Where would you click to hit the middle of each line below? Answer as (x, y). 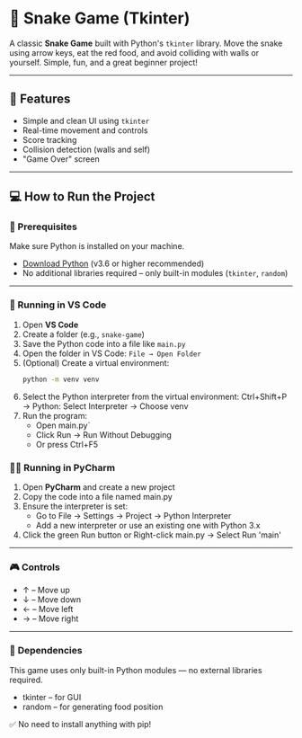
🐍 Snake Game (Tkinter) (100, 18)
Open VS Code (50, 325)
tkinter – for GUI (52, 697)
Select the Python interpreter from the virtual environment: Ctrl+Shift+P (155, 396)
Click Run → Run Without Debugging (104, 434)
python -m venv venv (61, 379)
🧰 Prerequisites (44, 227)
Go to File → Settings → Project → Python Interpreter (133, 515)
